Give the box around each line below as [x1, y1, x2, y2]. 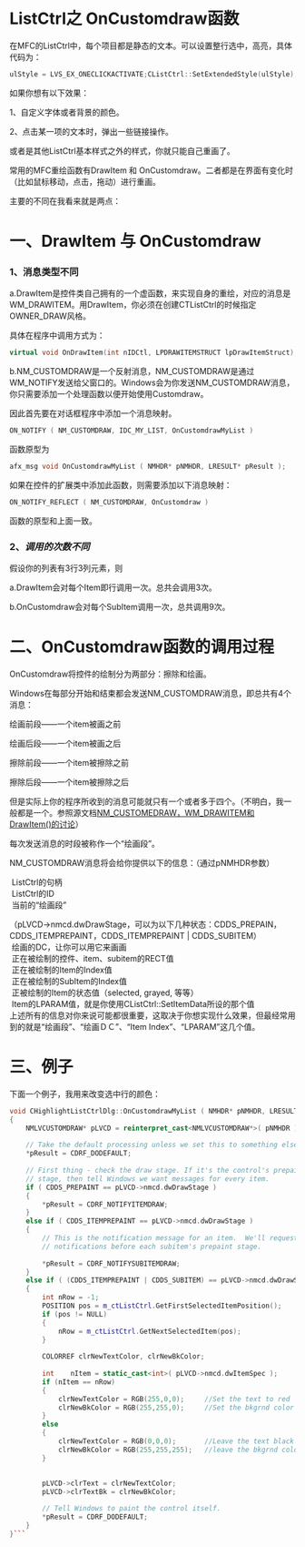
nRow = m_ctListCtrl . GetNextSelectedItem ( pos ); [57, 1327, 242, 1336]
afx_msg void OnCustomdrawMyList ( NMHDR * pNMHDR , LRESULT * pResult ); [9, 462, 286, 472]
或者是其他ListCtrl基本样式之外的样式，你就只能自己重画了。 [9, 145, 235, 156]
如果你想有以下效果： [9, 87, 89, 98]
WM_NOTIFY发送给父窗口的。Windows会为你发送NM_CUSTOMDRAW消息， [9, 377, 295, 388]
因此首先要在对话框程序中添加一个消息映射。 [9, 408, 177, 419]
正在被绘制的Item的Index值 [11, 964, 113, 975]
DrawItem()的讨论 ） [9, 819, 84, 829]
